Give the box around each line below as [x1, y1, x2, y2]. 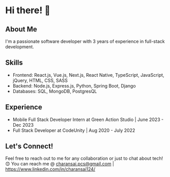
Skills [5, 58, 23, 67]
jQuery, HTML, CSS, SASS [12, 77, 68, 83]
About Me [5, 25, 37, 34]
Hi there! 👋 [5, 5, 51, 16]
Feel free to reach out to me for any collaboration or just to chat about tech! [5, 155, 163, 162]
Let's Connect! [5, 142, 53, 151]
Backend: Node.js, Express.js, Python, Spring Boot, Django [12, 82, 136, 88]
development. [5, 44, 34, 50]
